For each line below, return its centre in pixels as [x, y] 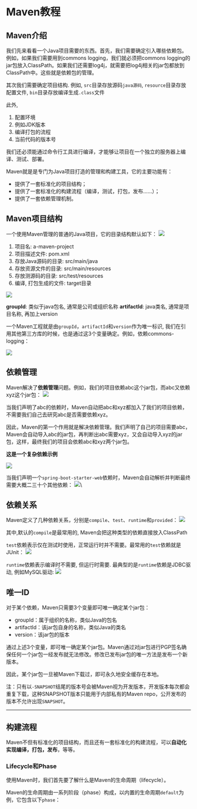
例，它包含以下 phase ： [33, 800]
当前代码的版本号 [35, 139]
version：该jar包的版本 [42, 635]
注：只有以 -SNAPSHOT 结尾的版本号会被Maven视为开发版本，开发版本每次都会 [98, 687]
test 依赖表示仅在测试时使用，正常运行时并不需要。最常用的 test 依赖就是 [94, 545]
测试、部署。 [32, 159]
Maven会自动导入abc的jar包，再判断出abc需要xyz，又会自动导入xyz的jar [94, 434]
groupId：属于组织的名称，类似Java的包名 [66, 620]
